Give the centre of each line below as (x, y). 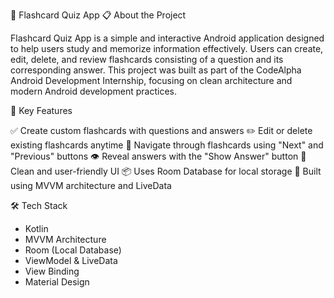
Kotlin (36, 228)
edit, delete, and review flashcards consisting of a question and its (147, 59)
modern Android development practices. (93, 91)
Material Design (57, 282)
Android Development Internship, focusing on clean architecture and (151, 80)
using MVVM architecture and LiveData (91, 185)
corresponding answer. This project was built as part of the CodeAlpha (156, 70)
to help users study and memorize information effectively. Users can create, (167, 48)
